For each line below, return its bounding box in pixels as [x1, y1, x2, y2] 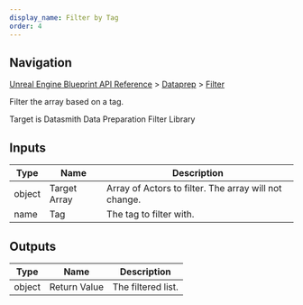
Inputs [9, 140, 47, 155]
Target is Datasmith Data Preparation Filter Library [9, 114, 196, 125]
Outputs [9, 238, 57, 254]
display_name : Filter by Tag [9, 13, 119, 23]
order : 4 [9, 22, 42, 31]
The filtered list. [112, 281, 179, 293]
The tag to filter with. [106, 208, 195, 221]
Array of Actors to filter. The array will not [106, 182, 282, 195]
